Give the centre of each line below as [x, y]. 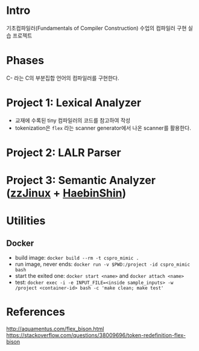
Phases [25, 61]
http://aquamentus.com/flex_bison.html [55, 329]
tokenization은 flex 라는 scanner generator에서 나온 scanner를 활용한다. [103, 128]
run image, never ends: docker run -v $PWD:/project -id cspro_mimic [103, 264]
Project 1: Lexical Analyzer [74, 103]
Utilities [26, 221]
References [36, 312]
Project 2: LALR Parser [64, 153]
